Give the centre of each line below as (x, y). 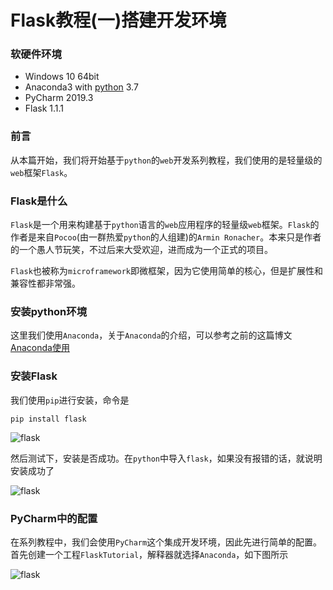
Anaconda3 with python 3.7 (81, 87)
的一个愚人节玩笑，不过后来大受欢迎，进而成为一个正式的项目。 (141, 250)
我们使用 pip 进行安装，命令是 (70, 400)
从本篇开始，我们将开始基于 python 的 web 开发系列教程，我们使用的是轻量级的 (166, 160)
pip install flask (48, 419)
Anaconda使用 (40, 348)
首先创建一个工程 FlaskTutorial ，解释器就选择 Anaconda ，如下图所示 (149, 554)
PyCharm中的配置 (54, 518)
